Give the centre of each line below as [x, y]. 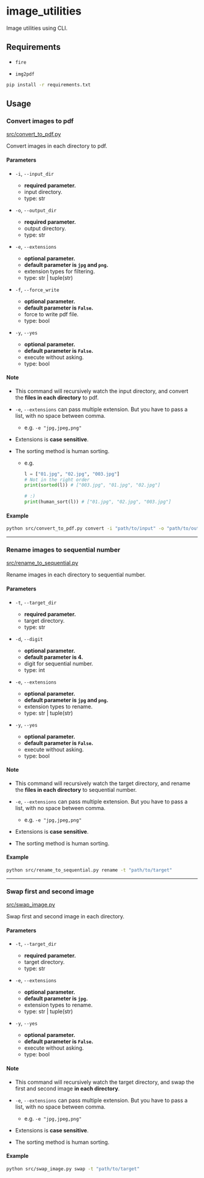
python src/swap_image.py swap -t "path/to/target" [73, 1169]
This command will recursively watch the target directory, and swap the [104, 1082]
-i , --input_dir [34, 173]
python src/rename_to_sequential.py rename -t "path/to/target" [89, 870]
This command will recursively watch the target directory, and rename [103, 783]
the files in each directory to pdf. [57, 397]
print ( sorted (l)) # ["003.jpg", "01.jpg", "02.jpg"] [92, 485]
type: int [35, 670]
